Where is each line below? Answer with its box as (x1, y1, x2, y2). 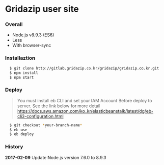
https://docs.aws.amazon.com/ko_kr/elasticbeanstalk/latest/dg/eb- (17, 108, 154, 114)
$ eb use (9, 127, 27, 132)
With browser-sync (12, 43, 52, 48)
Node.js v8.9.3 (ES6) (12, 32, 55, 38)
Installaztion (5, 55, 35, 62)
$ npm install (9, 70, 38, 75)
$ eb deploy (9, 132, 34, 137)
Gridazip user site (5, 3, 79, 15)
